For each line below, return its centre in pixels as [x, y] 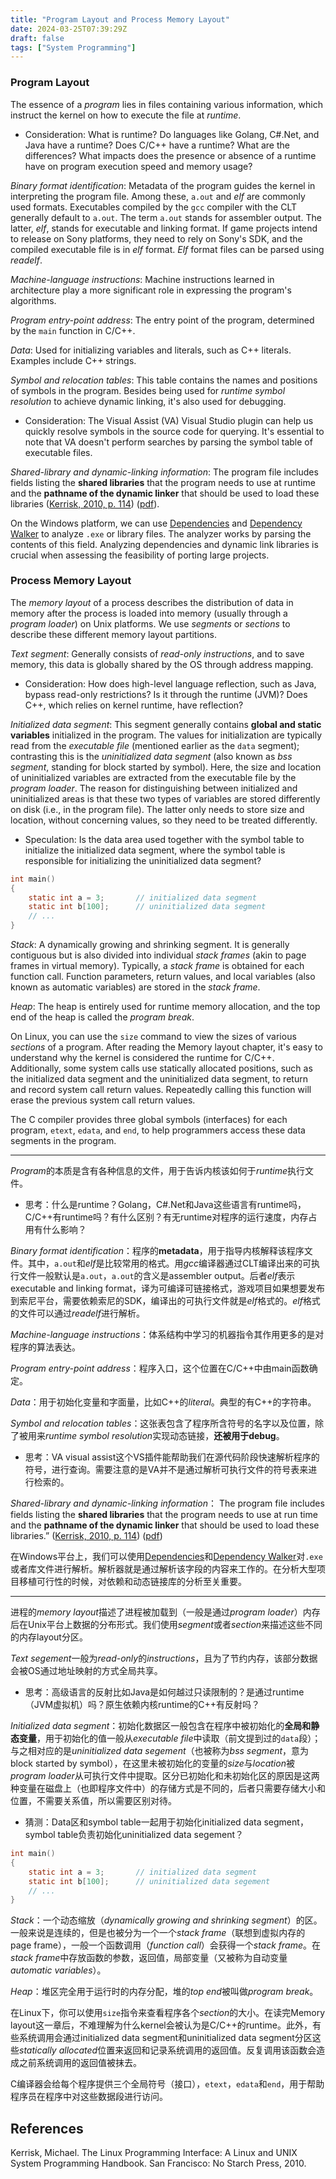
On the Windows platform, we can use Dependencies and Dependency [156, 523]
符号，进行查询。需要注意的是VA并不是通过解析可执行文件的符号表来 [166, 1470]
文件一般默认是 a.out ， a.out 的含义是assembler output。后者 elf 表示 [157, 1276]
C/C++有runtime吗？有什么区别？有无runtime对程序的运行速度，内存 [166, 1217]
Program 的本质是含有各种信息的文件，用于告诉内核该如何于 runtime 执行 [158, 1171]
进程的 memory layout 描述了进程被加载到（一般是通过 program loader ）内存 [165, 1612]
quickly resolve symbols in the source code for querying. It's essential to [174, 431]
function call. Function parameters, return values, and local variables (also [163, 977]
